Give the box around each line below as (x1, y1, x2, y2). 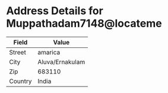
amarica (37, 48, 61, 56)
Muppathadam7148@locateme (6, 17, 162, 30)
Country (9, 77, 32, 85)
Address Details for (6, 4, 104, 18)
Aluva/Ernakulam (37, 57, 85, 66)
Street (9, 48, 27, 56)
